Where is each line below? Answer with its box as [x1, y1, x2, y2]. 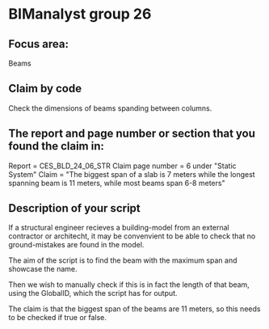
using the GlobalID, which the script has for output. [8, 289, 178, 298]
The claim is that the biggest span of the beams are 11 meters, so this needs [8, 304, 261, 314]
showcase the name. [8, 264, 78, 274]
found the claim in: [8, 139, 105, 154]
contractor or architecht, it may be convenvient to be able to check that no [8, 231, 256, 241]
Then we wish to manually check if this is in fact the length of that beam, [8, 280, 250, 289]
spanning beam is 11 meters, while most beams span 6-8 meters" [8, 178, 225, 188]
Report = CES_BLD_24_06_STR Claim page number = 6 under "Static [8, 161, 237, 171]
